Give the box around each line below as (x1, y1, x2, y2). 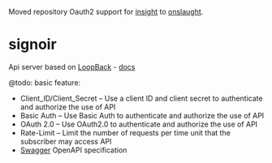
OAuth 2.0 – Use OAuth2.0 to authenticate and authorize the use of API (19, 119, 258, 129)
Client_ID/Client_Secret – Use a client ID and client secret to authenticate (19, 93, 263, 103)
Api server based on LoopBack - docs (8, 62, 136, 71)
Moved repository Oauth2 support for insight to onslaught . (8, 7, 204, 16)
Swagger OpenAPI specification (19, 145, 127, 155)
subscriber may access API (19, 136, 112, 146)
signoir (8, 36, 57, 54)
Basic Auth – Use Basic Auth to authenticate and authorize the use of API (19, 110, 265, 120)
